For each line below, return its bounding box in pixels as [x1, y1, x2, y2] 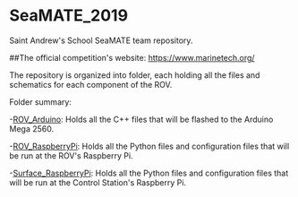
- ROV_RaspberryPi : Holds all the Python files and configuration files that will [9, 141, 290, 151]
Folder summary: [9, 96, 72, 107]
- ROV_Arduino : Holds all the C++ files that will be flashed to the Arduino [9, 114, 274, 124]
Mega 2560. [9, 123, 55, 134]
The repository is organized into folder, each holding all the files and [9, 69, 260, 81]
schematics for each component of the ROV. [9, 79, 173, 90]
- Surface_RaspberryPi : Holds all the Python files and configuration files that [9, 167, 289, 178]
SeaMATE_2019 [9, 5, 128, 26]
